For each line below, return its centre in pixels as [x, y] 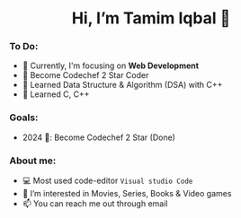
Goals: [24, 118]
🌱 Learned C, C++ [56, 94]
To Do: [24, 47]
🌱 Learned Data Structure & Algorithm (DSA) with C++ [122, 85]
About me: [33, 161]
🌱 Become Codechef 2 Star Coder [85, 75]
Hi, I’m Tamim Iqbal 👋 [151, 18]
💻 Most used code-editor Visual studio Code [107, 181]
